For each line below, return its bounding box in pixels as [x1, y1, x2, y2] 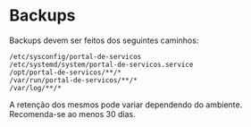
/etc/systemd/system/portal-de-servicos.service [9, 60, 194, 69]
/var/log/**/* [9, 83, 63, 92]
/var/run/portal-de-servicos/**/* [9, 75, 138, 85]
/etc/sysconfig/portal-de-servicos [9, 52, 142, 61]
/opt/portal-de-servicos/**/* [9, 68, 122, 77]
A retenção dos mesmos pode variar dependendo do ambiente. [9, 99, 243, 110]
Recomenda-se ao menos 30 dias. [9, 108, 136, 119]
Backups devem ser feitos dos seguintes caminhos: [9, 35, 199, 46]
